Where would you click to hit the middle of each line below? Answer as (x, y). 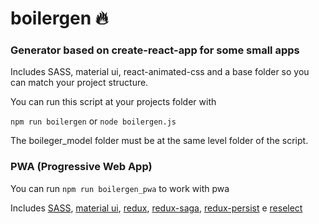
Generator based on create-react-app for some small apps (155, 50)
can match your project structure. (79, 83)
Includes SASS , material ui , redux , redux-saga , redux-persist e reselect (156, 208)
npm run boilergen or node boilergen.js (93, 121)
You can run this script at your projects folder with (113, 102)
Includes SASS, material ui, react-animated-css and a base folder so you (160, 72)
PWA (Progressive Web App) (81, 167)
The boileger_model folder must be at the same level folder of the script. (159, 141)
